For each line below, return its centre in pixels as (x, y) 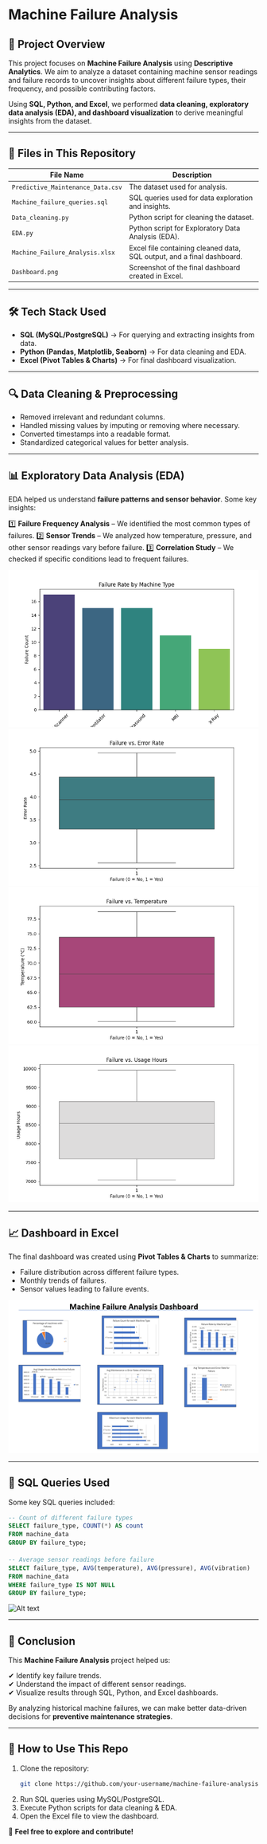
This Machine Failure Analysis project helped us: (89, 1661)
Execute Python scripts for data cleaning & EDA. (98, 1807)
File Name (67, 175)
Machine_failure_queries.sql (60, 202)
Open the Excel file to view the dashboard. (89, 1816)
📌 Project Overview (57, 44)
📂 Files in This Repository (72, 153)
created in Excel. (156, 276)
